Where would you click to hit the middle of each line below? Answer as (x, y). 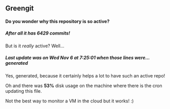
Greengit (20, 8)
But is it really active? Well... (35, 46)
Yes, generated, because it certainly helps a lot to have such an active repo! (85, 75)
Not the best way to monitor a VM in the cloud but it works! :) (70, 101)
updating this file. (24, 91)
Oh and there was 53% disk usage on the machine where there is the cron (84, 86)
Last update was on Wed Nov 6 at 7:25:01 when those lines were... (78, 58)
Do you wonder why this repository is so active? (58, 21)
